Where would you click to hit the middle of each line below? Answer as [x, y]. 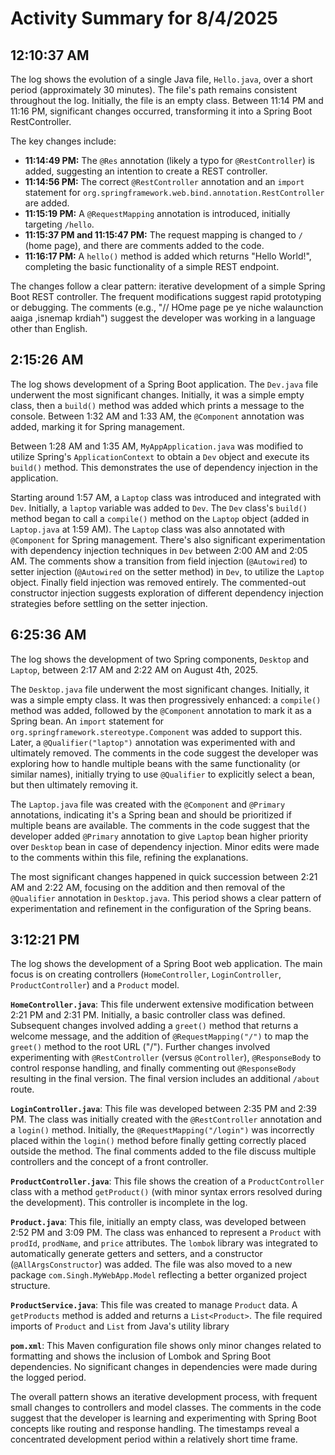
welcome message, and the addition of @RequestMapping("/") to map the [159, 1036]
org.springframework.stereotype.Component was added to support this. [156, 731]
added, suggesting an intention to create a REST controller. [146, 171]
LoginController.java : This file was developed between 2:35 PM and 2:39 [163, 1109]
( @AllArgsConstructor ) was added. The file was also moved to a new [151, 1264]
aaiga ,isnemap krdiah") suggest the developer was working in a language [163, 318]
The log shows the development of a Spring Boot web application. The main [166, 964]
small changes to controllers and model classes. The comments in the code [166, 1408]
